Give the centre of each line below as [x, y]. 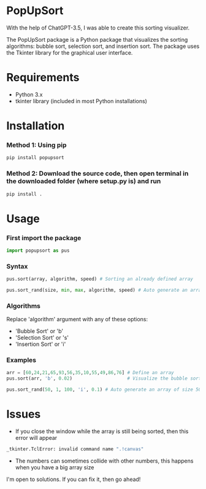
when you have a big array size [55, 467]
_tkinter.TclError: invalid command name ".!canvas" [75, 449]
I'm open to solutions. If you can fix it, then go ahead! [74, 479]
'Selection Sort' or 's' [42, 338]
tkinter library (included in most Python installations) [81, 101]
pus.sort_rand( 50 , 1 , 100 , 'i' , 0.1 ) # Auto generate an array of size [100, 390]
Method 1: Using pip [36, 145]
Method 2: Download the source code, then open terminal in [97, 174]
